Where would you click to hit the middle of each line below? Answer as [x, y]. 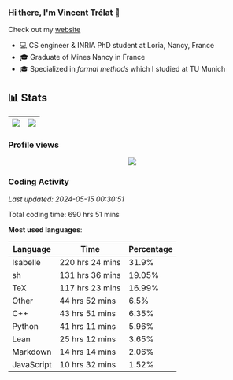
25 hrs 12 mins [88, 339]
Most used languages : [45, 229]
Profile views [33, 145]
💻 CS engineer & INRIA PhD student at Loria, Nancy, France [117, 46]
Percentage [151, 249]
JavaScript [32, 364]
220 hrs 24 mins [90, 262]
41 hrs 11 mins [88, 326]
